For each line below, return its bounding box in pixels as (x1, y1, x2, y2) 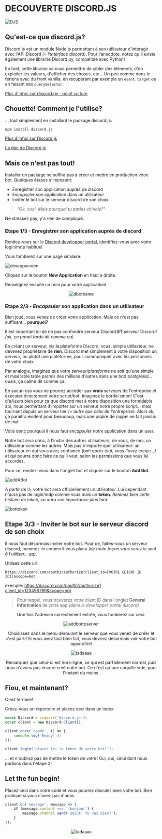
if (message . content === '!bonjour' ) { (14, 806, 94, 811)
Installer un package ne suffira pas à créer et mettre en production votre (5, 172, 149, 178)
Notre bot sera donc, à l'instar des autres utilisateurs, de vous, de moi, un (5, 437, 151, 443)
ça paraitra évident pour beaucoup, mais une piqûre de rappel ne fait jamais (5, 413, 156, 419)
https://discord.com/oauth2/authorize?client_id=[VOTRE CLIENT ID (5, 570, 142, 575)
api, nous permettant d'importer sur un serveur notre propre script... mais (5, 403, 151, 409)
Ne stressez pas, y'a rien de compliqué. (5, 215, 84, 221)
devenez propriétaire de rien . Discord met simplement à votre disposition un (5, 348, 157, 354)
